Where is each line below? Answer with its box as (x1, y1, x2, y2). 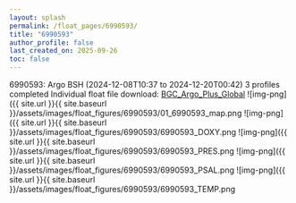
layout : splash (9, 13, 66, 22)
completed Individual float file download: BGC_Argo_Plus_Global (9, 89, 246, 99)
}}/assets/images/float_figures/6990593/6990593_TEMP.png (9, 184, 236, 194)
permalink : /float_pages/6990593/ (9, 21, 139, 30)
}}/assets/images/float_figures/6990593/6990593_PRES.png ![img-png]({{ (9, 146, 286, 156)
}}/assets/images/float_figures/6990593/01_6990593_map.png (9, 108, 242, 118)
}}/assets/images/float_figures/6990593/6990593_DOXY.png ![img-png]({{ (9, 127, 288, 137)
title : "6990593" (9, 30, 74, 38)
